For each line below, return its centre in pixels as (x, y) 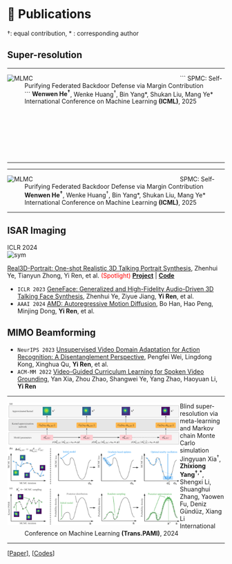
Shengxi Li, (196, 482)
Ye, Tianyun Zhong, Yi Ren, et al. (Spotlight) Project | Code (91, 275)
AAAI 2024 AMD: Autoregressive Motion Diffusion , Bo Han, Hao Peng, (115, 303)
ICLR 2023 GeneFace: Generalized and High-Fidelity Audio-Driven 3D (115, 289)
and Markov (197, 428)
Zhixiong (193, 466)
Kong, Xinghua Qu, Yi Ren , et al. (63, 364)
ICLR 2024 (22, 247)
